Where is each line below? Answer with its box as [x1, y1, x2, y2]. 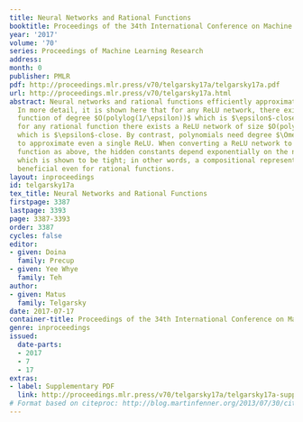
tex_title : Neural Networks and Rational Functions [9, 189, 207, 198]
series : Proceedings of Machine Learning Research [9, 47, 204, 56]
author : [9, 281, 39, 290]
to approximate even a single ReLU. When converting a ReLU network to [17, 139, 293, 148]
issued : [9, 332, 39, 341]
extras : [9, 373, 39, 383]
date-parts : [17, 340, 63, 349]
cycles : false [9, 231, 63, 240]
